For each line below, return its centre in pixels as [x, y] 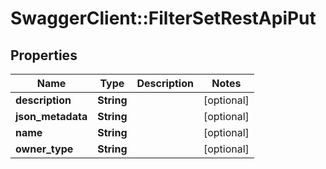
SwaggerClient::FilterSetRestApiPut [163, 18]
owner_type [44, 149]
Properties [44, 55]
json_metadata [51, 116]
